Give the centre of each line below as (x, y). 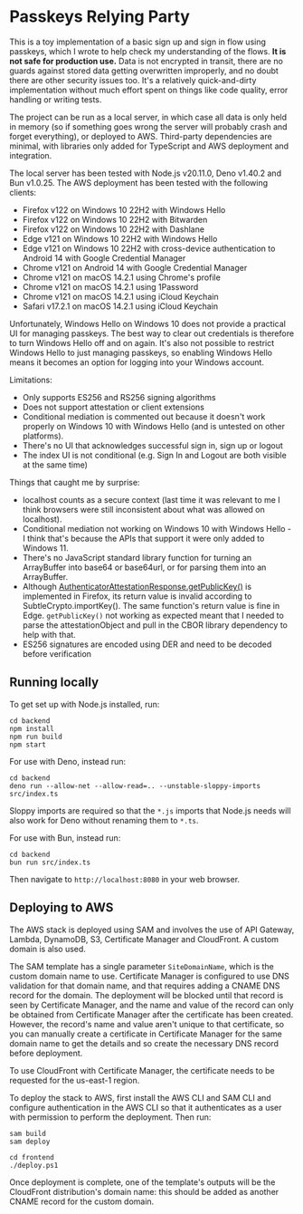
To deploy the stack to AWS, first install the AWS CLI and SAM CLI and (140, 1097)
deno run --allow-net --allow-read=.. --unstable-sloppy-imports (135, 785)
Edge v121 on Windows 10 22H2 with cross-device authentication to (149, 248)
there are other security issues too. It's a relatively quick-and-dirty (133, 80)
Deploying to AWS (62, 908)
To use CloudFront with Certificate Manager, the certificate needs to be (142, 1070)
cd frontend (32, 1157)
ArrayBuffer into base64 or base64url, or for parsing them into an (144, 567)
